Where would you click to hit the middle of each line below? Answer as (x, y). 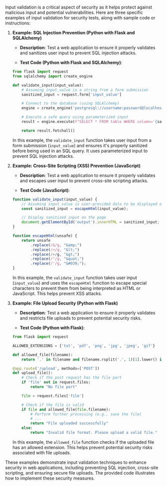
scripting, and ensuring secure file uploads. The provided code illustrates (80, 473)
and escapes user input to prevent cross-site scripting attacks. (84, 181)
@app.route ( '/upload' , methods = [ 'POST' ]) (56, 368)
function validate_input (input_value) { (55, 199)
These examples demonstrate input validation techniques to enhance (76, 462)
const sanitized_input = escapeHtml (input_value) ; (75, 208)
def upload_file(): (33, 373)
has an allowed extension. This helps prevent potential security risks (82, 447)
